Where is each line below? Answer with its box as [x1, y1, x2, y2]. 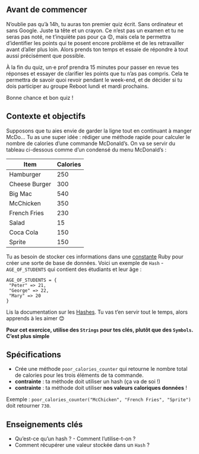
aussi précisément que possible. [6, 52, 86, 59]
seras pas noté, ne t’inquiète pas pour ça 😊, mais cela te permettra [6, 33, 171, 40]
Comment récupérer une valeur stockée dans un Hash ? [14, 442, 150, 449]
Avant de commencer [6, 5, 87, 15]
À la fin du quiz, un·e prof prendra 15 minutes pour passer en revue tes [6, 64, 179, 71]
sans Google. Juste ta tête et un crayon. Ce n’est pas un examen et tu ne [6, 27, 184, 34]
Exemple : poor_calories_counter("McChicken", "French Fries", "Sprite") [6, 396, 191, 403]
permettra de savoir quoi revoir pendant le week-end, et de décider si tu [6, 76, 182, 83]
